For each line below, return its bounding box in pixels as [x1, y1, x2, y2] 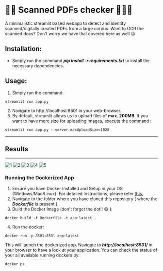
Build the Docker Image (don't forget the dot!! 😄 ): [12, 206, 113, 212]
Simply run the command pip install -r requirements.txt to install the [12, 58, 150, 64]
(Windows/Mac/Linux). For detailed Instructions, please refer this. [12, 191, 144, 196]
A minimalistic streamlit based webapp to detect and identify [5, 20, 126, 26]
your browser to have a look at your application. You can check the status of [5, 247, 158, 253]
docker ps [5, 261, 25, 266]
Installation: [5, 45, 42, 53]
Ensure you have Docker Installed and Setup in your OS [12, 185, 123, 191]
